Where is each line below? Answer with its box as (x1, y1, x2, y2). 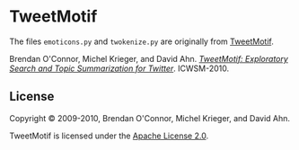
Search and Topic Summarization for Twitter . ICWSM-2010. (9, 63, 230, 74)
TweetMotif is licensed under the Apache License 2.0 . (9, 130, 209, 141)
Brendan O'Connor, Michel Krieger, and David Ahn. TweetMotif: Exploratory (9, 53, 289, 64)
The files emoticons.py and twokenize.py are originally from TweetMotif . (9, 36, 274, 47)
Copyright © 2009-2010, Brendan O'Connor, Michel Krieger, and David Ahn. (9, 112, 290, 123)
